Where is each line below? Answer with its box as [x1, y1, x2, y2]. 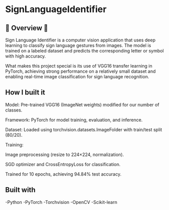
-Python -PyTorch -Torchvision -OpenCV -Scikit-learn [5, 199, 118, 205]
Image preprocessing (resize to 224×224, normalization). [5, 151, 124, 157]
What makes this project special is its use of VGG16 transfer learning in [5, 63, 153, 69]
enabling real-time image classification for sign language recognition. [5, 74, 149, 79]
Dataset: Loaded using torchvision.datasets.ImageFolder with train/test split [5, 126, 162, 132]
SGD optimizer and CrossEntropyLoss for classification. [5, 161, 121, 167]
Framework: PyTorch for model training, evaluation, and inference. [5, 117, 143, 123]
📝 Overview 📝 [5, 24, 48, 32]
